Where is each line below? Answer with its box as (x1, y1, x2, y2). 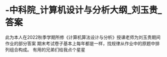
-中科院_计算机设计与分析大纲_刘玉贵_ (5, 4, 162, 16)
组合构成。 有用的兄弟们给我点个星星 (9, 47, 85, 53)
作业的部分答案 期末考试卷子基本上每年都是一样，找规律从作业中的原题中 (5, 40, 155, 46)
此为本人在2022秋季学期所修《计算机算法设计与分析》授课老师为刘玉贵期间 (5, 34, 161, 40)
